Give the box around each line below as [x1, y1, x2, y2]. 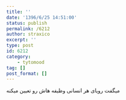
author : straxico [6, 31, 50, 37]
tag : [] [6, 64, 26, 71]
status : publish [6, 20, 47, 26]
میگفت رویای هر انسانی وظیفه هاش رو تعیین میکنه [6, 87, 120, 94]
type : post [6, 43, 34, 49]
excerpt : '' [6, 37, 36, 43]
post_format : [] [6, 70, 47, 77]
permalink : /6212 [6, 25, 50, 32]
